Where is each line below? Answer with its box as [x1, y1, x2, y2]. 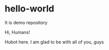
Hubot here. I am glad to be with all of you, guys [5, 38, 104, 45]
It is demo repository [5, 19, 48, 25]
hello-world [5, 3, 55, 14]
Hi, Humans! [5, 29, 31, 35]
